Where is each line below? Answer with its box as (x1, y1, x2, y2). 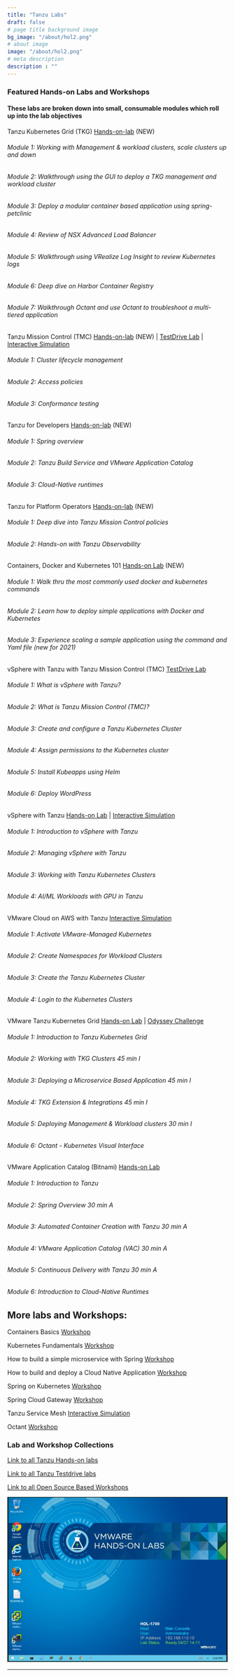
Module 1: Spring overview (7, 437, 84, 445)
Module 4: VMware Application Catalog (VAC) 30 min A (7, 1244, 168, 1252)
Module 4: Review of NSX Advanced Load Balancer (7, 231, 156, 239)
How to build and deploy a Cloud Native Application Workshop (7, 1368, 187, 1377)
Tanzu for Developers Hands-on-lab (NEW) (7, 421, 132, 430)
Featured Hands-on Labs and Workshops (7, 87, 150, 97)
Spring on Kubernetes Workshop (7, 1382, 101, 1391)
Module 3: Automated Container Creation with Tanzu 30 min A (7, 1222, 187, 1231)
